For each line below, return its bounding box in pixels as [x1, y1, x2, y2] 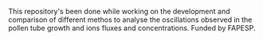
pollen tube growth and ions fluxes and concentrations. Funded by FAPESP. [8, 24, 256, 32]
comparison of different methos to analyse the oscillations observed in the [8, 15, 253, 24]
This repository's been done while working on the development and [8, 7, 230, 16]
